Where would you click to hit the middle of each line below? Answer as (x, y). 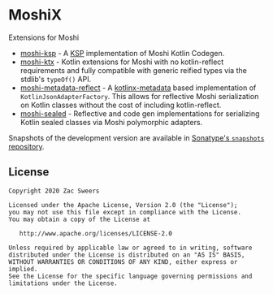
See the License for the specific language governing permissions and (130, 276)
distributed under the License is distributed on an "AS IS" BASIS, (127, 255)
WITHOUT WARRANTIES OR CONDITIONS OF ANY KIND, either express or (123, 262)
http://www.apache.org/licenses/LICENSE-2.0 (96, 233)
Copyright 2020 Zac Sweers (54, 191)
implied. (23, 269)
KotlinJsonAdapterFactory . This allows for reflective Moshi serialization (139, 96)
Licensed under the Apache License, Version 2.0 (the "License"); (123, 205)
